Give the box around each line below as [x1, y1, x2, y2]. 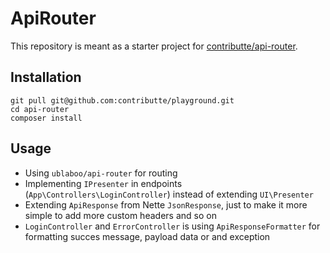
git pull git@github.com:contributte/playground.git [10, 95, 235, 106]
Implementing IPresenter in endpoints [24, 177, 183, 189]
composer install [10, 113, 83, 123]
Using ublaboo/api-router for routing [24, 167, 178, 179]
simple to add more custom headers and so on [24, 209, 217, 221]
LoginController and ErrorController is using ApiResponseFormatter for [24, 220, 321, 232]
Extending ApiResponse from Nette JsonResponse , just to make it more [24, 198, 308, 211]
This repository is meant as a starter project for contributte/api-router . [10, 40, 298, 52]
